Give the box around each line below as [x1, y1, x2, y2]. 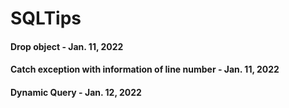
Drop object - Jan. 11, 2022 [10, 40, 124, 52]
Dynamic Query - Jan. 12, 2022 [10, 86, 142, 98]
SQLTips [10, 7, 82, 30]
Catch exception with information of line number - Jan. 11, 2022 [10, 63, 280, 76]
